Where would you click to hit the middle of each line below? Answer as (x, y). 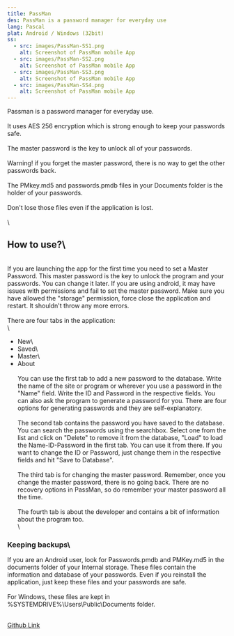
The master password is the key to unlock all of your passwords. (100, 149)
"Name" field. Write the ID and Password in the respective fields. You (116, 393)
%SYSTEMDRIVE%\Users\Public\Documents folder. (81, 605)
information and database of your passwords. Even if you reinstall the (107, 575)
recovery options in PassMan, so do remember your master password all (122, 490)
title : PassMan (29, 14)
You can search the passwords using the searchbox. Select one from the (122, 430)
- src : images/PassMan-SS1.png (59, 46)
